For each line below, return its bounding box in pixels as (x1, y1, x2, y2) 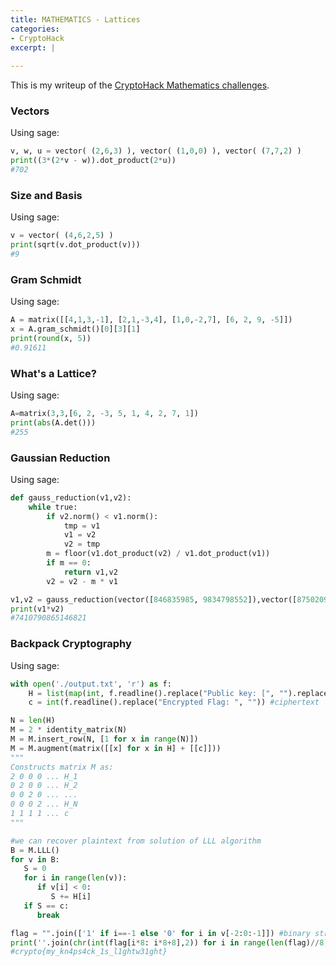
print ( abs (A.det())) (10, 417, 97, 428)
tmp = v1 (63, 521, 101, 531)
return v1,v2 (63, 567, 118, 577)
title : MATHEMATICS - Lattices (10, 14, 141, 25)
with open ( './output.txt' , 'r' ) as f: (10, 679, 172, 689)
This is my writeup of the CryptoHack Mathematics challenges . (10, 79, 270, 91)
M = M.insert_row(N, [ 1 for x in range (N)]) (10, 734, 199, 745)
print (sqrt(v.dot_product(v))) (10, 240, 141, 250)
